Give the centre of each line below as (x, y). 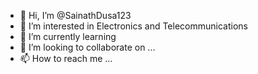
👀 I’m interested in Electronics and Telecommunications (133, 26)
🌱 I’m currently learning (68, 36)
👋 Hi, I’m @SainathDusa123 (75, 15)
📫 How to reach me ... (66, 58)
